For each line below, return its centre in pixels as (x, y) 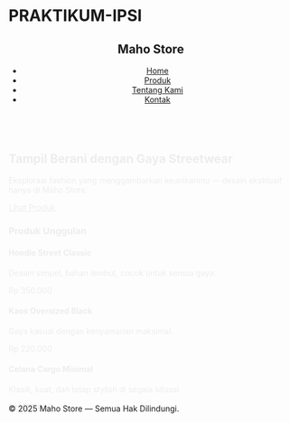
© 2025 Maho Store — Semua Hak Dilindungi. (94, 409)
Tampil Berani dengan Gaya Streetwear (121, 153)
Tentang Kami (158, 90)
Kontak (158, 99)
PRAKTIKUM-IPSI (75, 16)
